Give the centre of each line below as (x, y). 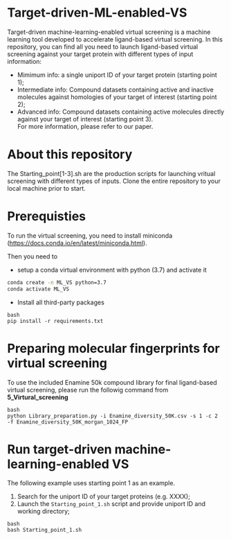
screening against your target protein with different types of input (100, 54)
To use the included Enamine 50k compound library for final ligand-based (112, 382)
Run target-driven (59, 449)
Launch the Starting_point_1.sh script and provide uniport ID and (111, 504)
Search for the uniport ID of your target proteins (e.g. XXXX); (103, 496)
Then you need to (32, 256)
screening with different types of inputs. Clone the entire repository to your (114, 181)
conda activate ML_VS (38, 289)
